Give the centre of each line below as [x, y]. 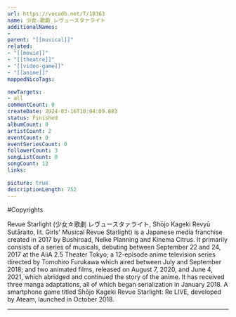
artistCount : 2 [29, 131]
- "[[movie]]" [28, 53]
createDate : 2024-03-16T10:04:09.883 [63, 112]
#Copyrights [25, 209]
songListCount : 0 [33, 157]
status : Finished [33, 118]
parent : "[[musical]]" [40, 40]
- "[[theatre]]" [31, 60]
